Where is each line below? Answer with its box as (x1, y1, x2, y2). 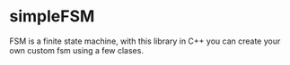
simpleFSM (9, 6, 95, 27)
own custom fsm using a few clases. (9, 45, 144, 55)
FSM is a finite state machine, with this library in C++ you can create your (9, 36, 281, 46)
